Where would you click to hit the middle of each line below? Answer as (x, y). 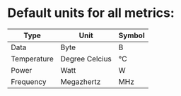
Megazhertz (81, 81)
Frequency (29, 81)
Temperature (33, 59)
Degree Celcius (86, 59)
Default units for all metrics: (91, 13)
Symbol (132, 35)
